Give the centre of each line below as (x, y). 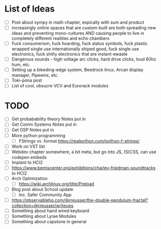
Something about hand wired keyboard (50, 211)
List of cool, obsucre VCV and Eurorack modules (60, 86)
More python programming (38, 135)
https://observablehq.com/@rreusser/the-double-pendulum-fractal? (80, 200)
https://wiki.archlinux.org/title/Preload (56, 184)
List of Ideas (30, 9)
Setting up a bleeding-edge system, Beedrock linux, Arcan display (77, 70)
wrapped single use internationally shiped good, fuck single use (75, 49)
